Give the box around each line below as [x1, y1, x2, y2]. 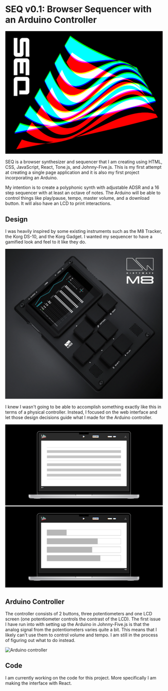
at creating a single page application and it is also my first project [5, 169, 139, 176]
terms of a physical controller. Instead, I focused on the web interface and [5, 409, 157, 415]
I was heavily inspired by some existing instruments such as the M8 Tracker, [5, 228, 162, 234]
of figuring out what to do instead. [5, 637, 75, 643]
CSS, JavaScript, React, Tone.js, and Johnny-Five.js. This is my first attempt [5, 164, 161, 170]
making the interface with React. [5, 680, 72, 686]
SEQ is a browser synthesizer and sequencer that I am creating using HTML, [5, 159, 162, 165]
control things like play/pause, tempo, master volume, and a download [5, 195, 150, 201]
